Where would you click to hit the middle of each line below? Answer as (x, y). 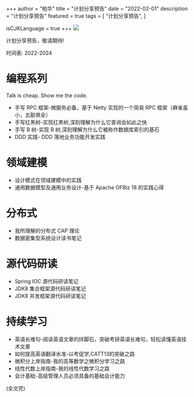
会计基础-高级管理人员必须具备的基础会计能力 (70, 376)
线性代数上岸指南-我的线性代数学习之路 (62, 368)
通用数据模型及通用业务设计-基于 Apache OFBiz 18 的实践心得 (89, 187)
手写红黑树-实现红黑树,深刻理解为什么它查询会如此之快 (81, 122)
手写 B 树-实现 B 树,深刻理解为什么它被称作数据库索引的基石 (87, 129)
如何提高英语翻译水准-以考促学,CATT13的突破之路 (75, 354)
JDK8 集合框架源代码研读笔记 (50, 289)
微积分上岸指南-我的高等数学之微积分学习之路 (70, 361)
